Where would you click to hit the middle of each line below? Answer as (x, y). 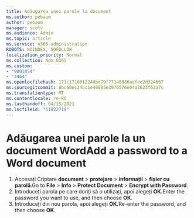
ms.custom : (19, 66)
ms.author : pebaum (28, 17)
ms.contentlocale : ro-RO (36, 98)
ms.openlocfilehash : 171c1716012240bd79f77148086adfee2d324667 (85, 82)
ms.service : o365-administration (47, 44)
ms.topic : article (28, 39)
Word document (46, 163)
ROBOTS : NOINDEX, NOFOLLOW (39, 50)
